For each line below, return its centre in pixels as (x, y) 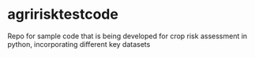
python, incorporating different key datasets (79, 44)
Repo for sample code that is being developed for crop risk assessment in (127, 36)
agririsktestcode (63, 14)
